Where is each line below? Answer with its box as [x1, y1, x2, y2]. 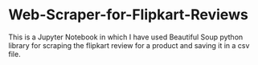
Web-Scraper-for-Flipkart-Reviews [8, 6, 249, 24]
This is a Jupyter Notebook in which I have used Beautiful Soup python [8, 32, 244, 42]
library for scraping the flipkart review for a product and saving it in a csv [8, 40, 250, 50]
